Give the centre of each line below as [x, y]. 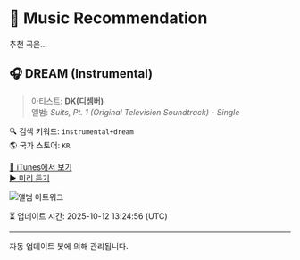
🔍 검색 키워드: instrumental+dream [71, 131]
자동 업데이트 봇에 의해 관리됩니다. [69, 246]
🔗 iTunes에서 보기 [41, 167]
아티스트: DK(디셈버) [67, 101]
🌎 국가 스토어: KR [40, 145]
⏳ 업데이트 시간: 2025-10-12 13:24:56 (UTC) [88, 216]
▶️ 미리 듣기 [30, 178]
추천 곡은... [28, 44]
